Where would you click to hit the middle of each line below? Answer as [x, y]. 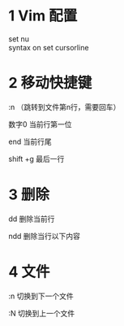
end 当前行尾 [30, 141]
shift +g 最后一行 [36, 159]
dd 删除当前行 [32, 219]
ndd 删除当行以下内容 [45, 236]
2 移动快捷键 [50, 83]
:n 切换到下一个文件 [41, 296]
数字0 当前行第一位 [40, 124]
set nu [19, 39]
